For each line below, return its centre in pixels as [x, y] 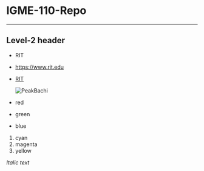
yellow [23, 150]
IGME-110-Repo [46, 11]
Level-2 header [36, 40]
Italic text [18, 162]
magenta [26, 144]
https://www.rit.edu [39, 67]
